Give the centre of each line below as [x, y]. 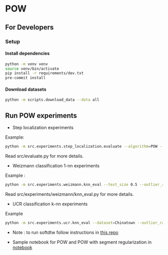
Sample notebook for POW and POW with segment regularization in [82, 242]
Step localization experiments [43, 128]
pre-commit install [25, 78]
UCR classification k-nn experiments [50, 204]
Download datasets [26, 89]
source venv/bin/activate [32, 69]
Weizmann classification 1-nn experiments [56, 165]
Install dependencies [27, 54]
